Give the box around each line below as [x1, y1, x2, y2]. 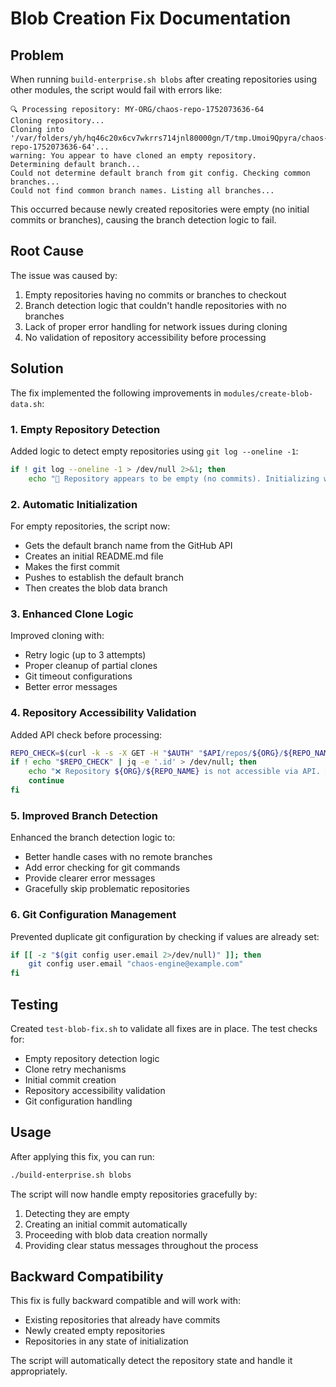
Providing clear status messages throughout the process [24, 1239, 259, 1251]
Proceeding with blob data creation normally [24, 1228, 208, 1241]
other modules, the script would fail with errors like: [10, 84, 223, 96]
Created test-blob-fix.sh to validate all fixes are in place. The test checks [10, 1022, 318, 1034]
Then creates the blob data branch [24, 582, 168, 594]
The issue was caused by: [10, 269, 118, 281]
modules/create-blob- [223, 388, 314, 399]
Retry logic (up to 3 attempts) [24, 649, 147, 661]
